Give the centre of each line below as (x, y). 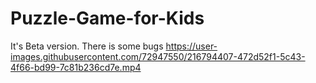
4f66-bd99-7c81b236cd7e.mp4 (76, 67)
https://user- (191, 46)
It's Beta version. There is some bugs (87, 46)
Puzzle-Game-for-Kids (107, 18)
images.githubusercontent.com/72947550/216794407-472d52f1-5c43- (158, 56)
